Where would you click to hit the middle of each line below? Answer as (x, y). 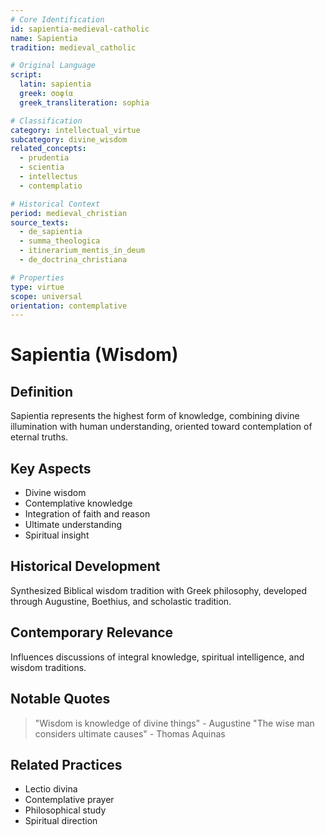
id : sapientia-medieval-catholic (80, 29)
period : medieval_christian (69, 213)
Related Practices (66, 764)
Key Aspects (51, 468)
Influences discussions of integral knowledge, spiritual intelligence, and (157, 657)
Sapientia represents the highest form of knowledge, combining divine (155, 416)
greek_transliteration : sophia (84, 102)
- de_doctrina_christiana (73, 260)
